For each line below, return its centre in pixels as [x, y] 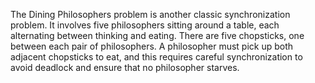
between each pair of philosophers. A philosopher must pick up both [152, 46]
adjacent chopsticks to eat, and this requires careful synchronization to [156, 57]
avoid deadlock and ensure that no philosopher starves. [125, 67]
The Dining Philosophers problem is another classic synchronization [150, 14]
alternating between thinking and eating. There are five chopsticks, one [157, 35]
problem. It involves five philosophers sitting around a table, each [145, 25]
